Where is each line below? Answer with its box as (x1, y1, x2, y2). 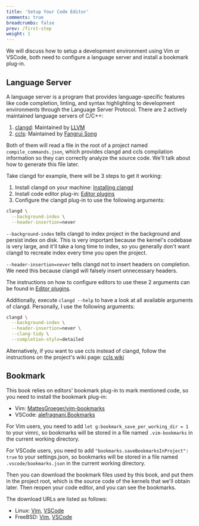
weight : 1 (6, 31, 31, 37)
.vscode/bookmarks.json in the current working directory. (6, 459, 146, 466)
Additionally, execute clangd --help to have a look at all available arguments (6, 296, 194, 303)
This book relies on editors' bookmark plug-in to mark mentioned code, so (6, 386, 189, 394)
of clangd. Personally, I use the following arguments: (6, 303, 135, 310)
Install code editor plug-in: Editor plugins (14, 190, 115, 197)
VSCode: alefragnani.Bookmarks (14, 411, 95, 418)
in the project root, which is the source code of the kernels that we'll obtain (6, 477, 191, 484)
